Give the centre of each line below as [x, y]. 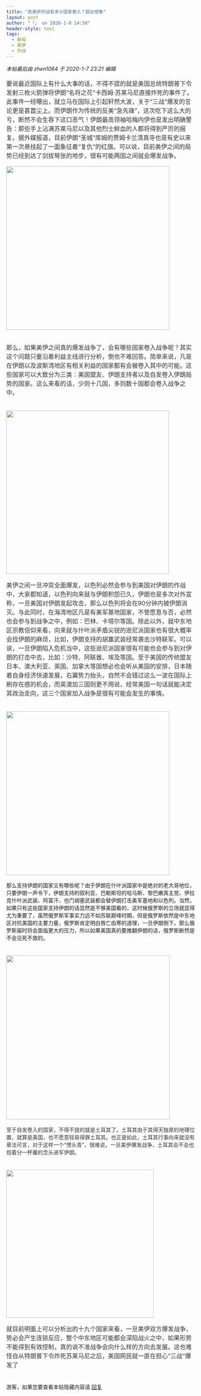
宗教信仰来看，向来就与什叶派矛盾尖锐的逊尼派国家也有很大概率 [102, 630]
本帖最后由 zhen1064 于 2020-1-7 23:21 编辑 [61, 68]
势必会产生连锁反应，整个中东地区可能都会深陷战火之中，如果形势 [99, 1338]
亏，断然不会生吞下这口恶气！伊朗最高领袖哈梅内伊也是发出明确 [96, 120]
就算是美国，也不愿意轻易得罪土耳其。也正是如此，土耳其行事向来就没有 [106, 1137]
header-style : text [31, 29]
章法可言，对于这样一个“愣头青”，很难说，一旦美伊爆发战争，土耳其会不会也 [100, 1144]
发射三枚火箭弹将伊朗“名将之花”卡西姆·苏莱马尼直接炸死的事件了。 [100, 93]
